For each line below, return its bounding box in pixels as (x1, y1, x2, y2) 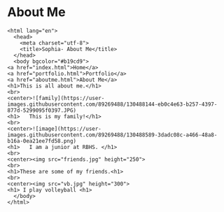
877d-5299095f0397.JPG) (7, 106, 77, 114)
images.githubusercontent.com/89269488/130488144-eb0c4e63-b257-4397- (7, 101, 218, 108)
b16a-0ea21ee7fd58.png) (7, 137, 77, 144)
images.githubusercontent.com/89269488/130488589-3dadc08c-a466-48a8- (7, 131, 218, 139)
